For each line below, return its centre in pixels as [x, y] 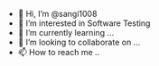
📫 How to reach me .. [59, 52]
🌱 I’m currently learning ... [66, 33]
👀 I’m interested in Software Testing [84, 23]
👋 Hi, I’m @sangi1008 [57, 14]
